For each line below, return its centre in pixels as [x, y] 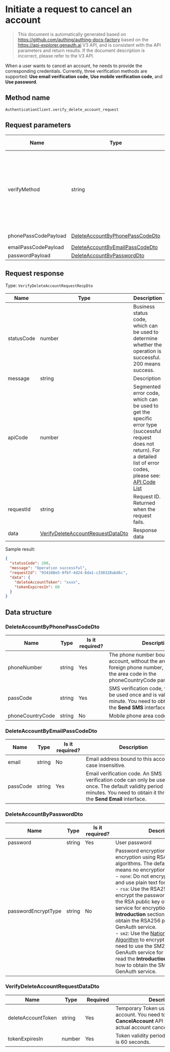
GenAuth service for [139, 952]
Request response [35, 273]
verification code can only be [120, 780]
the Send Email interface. [116, 799]
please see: [147, 476]
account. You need [138, 1014]
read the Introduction [141, 958]
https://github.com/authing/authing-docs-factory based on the [83, 40]
